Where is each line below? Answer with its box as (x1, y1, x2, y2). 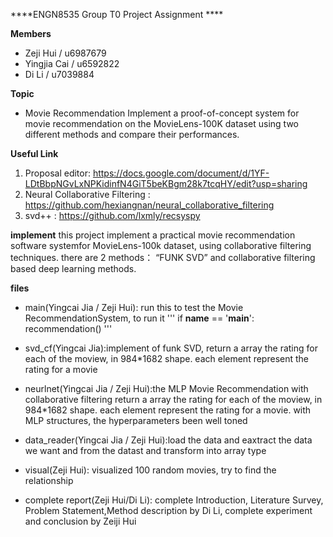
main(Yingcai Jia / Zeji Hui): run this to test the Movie (24, 302, 244, 313)
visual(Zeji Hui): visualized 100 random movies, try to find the (24, 464, 277, 476)
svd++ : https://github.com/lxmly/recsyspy (24, 210, 201, 221)
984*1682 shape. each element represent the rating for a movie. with (24, 404, 312, 416)
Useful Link (10, 148, 59, 159)
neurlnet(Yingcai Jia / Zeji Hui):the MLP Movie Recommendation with (24, 383, 309, 394)
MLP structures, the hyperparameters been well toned (24, 415, 248, 426)
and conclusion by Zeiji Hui (24, 515, 137, 527)
